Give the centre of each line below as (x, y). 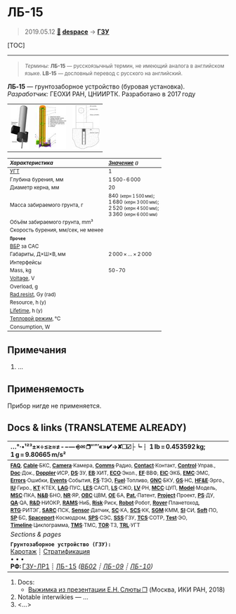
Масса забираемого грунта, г (46, 205)
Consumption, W (30, 327)
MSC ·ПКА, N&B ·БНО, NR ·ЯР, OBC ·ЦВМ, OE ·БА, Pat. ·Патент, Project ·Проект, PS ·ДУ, (113, 495)
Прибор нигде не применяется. (54, 406)
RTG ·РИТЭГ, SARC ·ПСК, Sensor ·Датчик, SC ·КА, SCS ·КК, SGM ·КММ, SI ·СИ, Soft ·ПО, (114, 510)
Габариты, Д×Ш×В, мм (38, 254)
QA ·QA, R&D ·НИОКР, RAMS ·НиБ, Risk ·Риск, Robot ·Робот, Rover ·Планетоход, (105, 502)
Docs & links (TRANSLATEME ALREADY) (97, 428)
